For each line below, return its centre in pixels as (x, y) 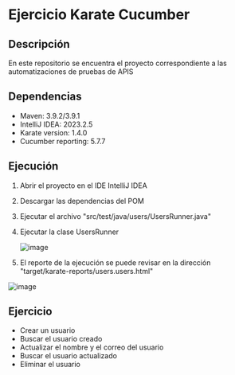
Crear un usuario (47, 330)
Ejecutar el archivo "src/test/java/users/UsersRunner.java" (115, 216)
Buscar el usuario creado (61, 339)
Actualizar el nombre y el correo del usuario (92, 347)
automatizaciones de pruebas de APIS (71, 72)
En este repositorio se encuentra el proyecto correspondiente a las (117, 63)
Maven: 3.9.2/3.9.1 (50, 115)
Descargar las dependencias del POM (82, 201)
